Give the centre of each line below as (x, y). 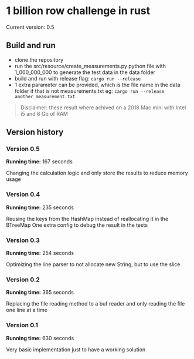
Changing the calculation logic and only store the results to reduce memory (97, 173)
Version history (35, 132)
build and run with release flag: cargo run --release (78, 78)
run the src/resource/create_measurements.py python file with (90, 66)
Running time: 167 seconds (40, 162)
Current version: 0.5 (30, 27)
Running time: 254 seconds (40, 253)
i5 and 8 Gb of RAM (44, 113)
